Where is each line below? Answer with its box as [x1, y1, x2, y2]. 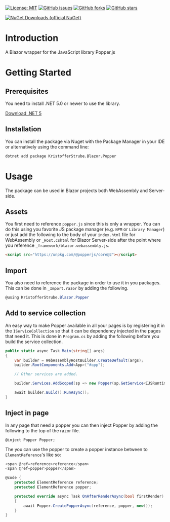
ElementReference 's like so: [5, 452, 62, 458]
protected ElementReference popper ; [14, 484, 92, 490]
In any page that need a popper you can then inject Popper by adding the [5, 422, 158, 428]
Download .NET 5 [5, 110, 42, 116]
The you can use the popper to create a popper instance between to [5, 446, 148, 452]
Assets [5, 207, 28, 216]
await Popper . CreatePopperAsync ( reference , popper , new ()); [23, 503, 153, 508]
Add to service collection [5, 309, 86, 318]
